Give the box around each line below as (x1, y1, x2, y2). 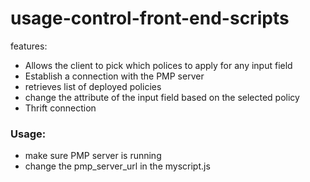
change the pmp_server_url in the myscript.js (24, 160, 211, 172)
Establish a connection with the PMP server (24, 70, 205, 82)
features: (10, 40, 48, 52)
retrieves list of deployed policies (24, 80, 162, 92)
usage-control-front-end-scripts (10, 7, 290, 30)
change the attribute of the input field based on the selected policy (24, 91, 300, 103)
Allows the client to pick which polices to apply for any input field (24, 59, 293, 71)
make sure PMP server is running (24, 150, 162, 162)
